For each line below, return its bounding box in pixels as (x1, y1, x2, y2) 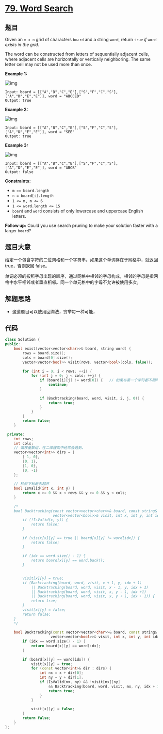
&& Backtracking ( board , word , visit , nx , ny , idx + (48, 684, 155, 689)
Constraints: (5, 178, 31, 184)
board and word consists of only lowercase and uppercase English (12, 208, 143, 214)
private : (7, 432, 25, 437)
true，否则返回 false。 (5, 263, 49, 269)
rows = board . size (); (22, 351, 66, 356)
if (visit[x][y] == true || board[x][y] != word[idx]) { (22, 535, 140, 541)
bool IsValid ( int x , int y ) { (14, 486, 75, 491)
